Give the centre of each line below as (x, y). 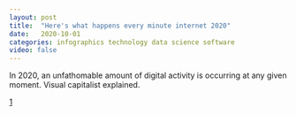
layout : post (33, 17)
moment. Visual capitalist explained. (75, 85)
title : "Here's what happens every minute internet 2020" (120, 26)
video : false (33, 50)
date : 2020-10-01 (45, 34)
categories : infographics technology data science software (122, 42)
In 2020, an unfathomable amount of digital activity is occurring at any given (148, 75)
